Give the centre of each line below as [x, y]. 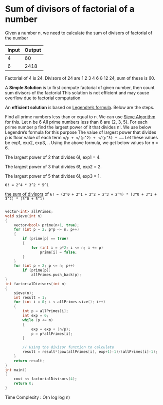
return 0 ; [24, 384]
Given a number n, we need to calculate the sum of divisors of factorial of [79, 33]
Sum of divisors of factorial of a [70, 9]
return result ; [29, 361]
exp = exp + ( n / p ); [51, 329]
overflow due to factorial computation [43, 98]
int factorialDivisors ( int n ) [36, 284]
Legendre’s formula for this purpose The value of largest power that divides [81, 132]
